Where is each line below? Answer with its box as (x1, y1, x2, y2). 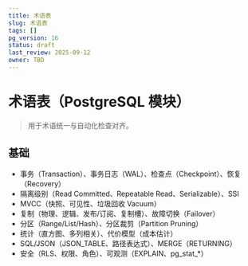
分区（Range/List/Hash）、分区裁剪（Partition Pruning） (19, 218, 203, 228)
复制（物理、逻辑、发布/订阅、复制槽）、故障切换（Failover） (19, 209, 220, 218)
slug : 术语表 (8, 19, 48, 27)
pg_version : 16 (8, 33, 59, 42)
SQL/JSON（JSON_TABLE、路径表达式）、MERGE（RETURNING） (19, 238, 237, 248)
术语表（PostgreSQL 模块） (8, 93, 191, 111)
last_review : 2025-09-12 (8, 49, 91, 57)
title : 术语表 (8, 11, 52, 20)
